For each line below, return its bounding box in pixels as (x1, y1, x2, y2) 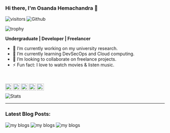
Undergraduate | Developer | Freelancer (5, 35, 91, 42)
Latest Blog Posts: (5, 111, 51, 118)
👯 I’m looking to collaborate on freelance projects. (12, 56, 116, 62)
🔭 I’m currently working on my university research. (12, 46, 118, 52)
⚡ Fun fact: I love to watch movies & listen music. (12, 62, 115, 68)
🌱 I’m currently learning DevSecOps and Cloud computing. (12, 51, 135, 57)
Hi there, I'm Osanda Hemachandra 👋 (5, 5, 98, 12)
